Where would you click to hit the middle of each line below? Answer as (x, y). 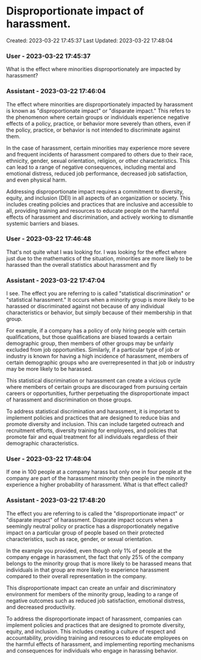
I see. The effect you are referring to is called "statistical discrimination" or (98, 293)
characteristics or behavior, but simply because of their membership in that (99, 313)
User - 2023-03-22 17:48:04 (49, 459)
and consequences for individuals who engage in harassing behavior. (92, 650)
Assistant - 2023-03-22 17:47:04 (56, 280)
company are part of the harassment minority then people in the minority (96, 478)
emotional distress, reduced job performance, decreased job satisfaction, (97, 173)
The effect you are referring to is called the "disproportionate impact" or (95, 513)
